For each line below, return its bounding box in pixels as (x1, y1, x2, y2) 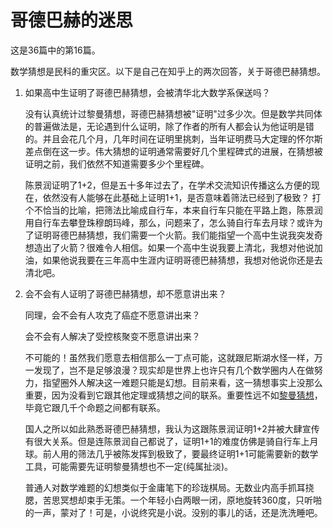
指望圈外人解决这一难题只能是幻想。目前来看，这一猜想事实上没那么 (42, 376, 323, 388)
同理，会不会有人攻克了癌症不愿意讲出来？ (24, 309, 201, 321)
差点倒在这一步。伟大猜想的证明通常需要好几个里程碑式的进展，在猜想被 (24, 145, 323, 157)
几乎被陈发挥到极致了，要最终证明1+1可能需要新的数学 (94, 447, 319, 460)
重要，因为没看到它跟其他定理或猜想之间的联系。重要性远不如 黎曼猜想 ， (24, 389, 323, 401)
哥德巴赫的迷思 (10, 9, 134, 32)
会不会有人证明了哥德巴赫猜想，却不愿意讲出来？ (24, 287, 227, 300)
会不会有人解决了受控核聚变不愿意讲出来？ (24, 330, 201, 342)
